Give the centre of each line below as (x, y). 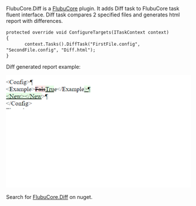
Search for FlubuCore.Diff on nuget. (49, 197)
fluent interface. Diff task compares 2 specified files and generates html (93, 15)
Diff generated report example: (43, 67)
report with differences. (35, 21)
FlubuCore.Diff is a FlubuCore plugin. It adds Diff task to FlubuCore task (93, 9)
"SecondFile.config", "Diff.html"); (51, 50)
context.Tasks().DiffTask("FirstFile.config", (82, 44)
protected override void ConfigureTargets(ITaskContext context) (87, 32)
